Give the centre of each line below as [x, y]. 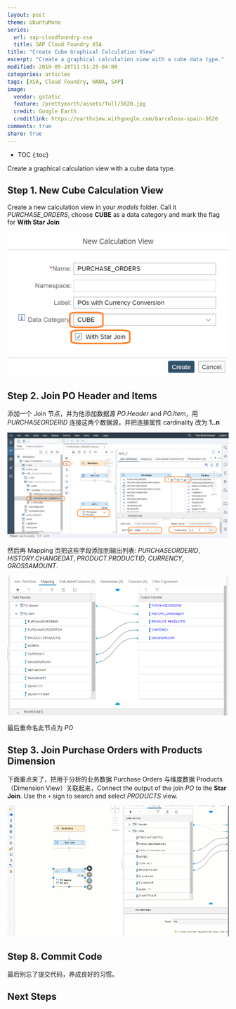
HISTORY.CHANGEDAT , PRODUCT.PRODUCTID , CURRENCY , [96, 558]
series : [19, 30]
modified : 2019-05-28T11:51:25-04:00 [63, 67]
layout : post [26, 15]
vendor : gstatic [37, 96]
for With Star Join [33, 223]
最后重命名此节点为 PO [40, 727]
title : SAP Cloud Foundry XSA [58, 45]
